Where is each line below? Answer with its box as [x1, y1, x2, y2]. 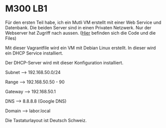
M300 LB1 [5, 3, 47, 14]
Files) [5, 35, 16, 41]
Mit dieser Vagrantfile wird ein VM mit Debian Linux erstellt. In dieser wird [5, 45, 156, 51]
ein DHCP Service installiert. [5, 50, 63, 56]
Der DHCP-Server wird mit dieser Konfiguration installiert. [5, 60, 124, 65]
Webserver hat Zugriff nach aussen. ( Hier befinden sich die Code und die [5, 30, 156, 36]
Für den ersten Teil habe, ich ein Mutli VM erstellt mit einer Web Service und [5, 19, 162, 25]
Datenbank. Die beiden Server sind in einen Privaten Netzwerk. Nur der [5, 24, 152, 30]
